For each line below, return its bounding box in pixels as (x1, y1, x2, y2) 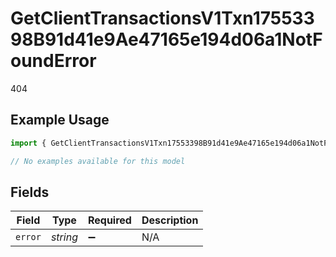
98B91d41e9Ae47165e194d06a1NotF (10, 28, 323, 51)
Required (87, 213, 132, 227)
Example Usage (10, 112, 110, 129)
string (50, 230, 78, 244)
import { (10, 138, 47, 148)
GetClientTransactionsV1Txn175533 (10, 7, 315, 30)
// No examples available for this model (10, 156, 186, 166)
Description (141, 213, 199, 227)
